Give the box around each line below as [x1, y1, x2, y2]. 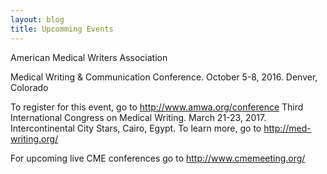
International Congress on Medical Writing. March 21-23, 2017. [10, 111, 267, 123]
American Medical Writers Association [10, 51, 168, 63]
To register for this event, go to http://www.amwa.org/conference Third [10, 101, 304, 113]
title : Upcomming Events [10, 24, 114, 34]
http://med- [263, 122, 312, 134]
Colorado [10, 81, 49, 93]
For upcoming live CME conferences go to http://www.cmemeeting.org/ [10, 152, 306, 164]
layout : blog [10, 14, 65, 25]
